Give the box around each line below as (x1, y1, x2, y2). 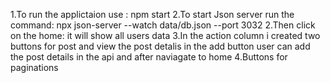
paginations (10, 62, 59, 73)
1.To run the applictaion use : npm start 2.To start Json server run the (10, 9, 295, 20)
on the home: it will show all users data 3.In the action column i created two (10, 30, 321, 41)
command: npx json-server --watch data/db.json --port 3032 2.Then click (10, 19, 316, 31)
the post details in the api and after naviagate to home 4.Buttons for (10, 51, 288, 63)
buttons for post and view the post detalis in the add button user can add (10, 40, 311, 52)
